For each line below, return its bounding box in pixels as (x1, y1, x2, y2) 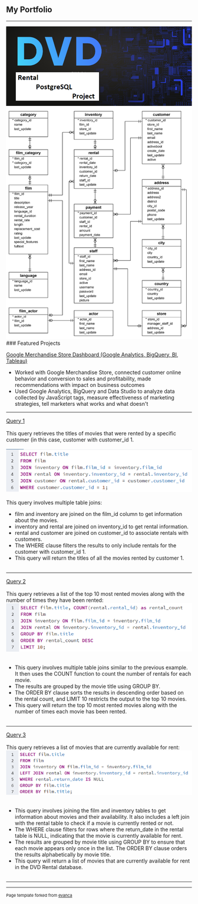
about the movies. (14, 516, 59, 524)
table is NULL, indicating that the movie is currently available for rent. (14, 832, 183, 839)
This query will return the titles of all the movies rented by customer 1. (14, 554, 184, 561)
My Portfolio (6, 5, 52, 15)
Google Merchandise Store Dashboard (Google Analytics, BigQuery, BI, (6, 351, 179, 358)
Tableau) (6, 357, 28, 364)
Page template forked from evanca (6, 892, 72, 898)
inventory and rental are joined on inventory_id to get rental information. (14, 523, 189, 530)
